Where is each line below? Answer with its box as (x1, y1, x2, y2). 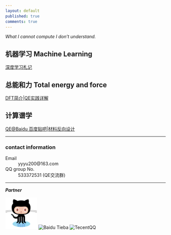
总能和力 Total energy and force (5, 81, 107, 89)
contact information (5, 143, 56, 150)
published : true (5, 13, 40, 19)
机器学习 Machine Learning (5, 49, 93, 58)
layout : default (5, 8, 40, 13)
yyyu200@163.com (18, 161, 59, 167)
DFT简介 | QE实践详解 (5, 95, 49, 101)
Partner (5, 187, 22, 193)
